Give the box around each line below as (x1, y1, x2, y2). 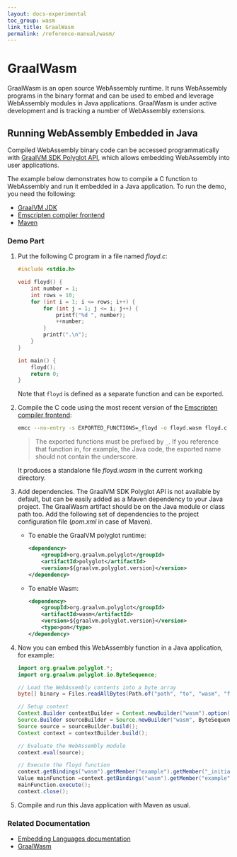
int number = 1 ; (30, 285, 79, 292)
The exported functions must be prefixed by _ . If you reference (35, 437, 219, 446)
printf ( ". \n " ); (43, 331, 88, 338)
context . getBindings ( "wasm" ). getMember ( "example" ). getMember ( (17, 769, 205, 776)
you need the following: (7, 190, 76, 198)
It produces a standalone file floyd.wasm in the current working (17, 466, 203, 475)
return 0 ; (30, 370, 59, 377)
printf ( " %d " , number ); (55, 311, 126, 318)
